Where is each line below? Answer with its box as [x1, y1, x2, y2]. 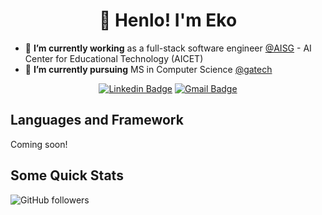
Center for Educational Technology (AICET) [24, 52, 204, 64]
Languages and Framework [10, 112, 184, 129]
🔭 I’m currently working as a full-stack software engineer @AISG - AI [24, 42, 312, 54]
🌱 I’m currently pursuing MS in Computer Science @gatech [24, 63, 273, 75]
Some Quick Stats [10, 167, 124, 184]
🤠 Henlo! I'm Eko [98, 9, 238, 32]
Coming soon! [10, 138, 68, 150]
